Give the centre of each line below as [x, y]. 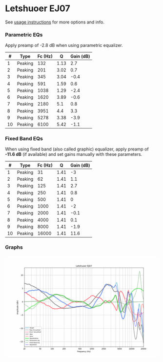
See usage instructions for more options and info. [55, 22]
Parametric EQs [24, 35]
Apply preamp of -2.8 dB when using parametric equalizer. [64, 45]
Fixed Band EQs [24, 138]
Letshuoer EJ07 [38, 9]
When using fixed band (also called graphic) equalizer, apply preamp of [77, 149]
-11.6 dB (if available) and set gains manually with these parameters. [74, 154]
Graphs [14, 247]
